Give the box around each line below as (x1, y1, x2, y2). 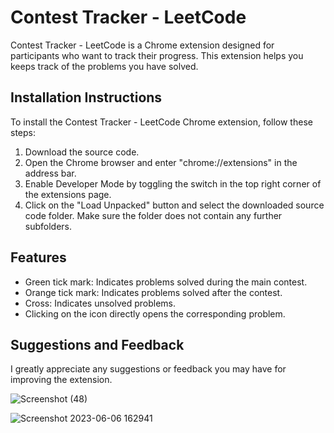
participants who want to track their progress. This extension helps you (10, 49, 304, 61)
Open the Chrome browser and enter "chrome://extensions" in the (24, 156, 298, 168)
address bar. (24, 167, 77, 179)
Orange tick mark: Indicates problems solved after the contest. (24, 286, 283, 298)
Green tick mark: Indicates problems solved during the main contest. (24, 276, 308, 288)
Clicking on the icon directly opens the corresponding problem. (24, 307, 286, 320)
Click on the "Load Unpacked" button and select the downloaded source (24, 199, 325, 211)
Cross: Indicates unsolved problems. (24, 297, 177, 309)
